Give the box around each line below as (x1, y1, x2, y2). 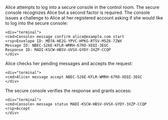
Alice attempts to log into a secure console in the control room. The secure (5, 4, 159, 10)
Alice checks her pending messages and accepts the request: (5, 60, 133, 66)
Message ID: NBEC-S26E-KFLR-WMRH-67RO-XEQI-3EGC (5, 43, 109, 48)
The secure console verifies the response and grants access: (5, 87, 132, 93)
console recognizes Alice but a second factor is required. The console (5, 9, 150, 15)
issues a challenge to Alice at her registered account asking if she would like (5, 15, 163, 20)
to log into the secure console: (5, 20, 68, 26)
